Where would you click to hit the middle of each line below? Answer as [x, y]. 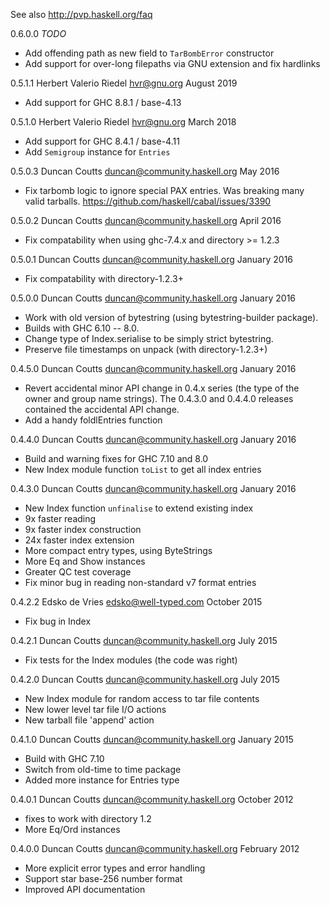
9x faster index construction [83, 529]
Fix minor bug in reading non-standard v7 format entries [140, 582]
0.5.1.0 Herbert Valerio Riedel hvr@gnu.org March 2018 [123, 122]
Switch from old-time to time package [103, 769]
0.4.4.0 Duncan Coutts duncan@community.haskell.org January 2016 [153, 439]
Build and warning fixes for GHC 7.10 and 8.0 [116, 458]
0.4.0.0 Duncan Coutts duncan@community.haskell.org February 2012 [155, 848]
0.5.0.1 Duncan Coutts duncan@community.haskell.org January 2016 [152, 259]
